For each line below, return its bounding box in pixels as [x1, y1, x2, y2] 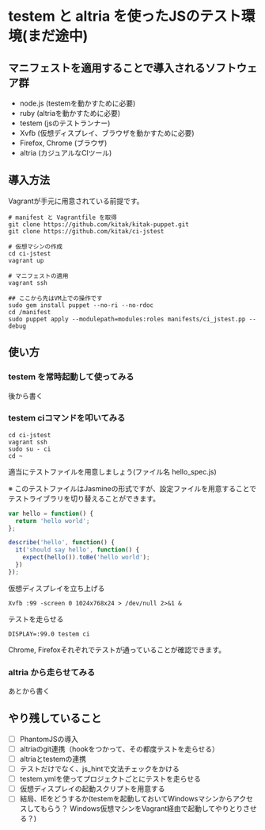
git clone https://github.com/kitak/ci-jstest [8, 227, 165, 235]
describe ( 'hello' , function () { [8, 539, 115, 547]
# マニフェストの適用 [8, 271, 69, 280]
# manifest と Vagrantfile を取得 [8, 213, 117, 221]
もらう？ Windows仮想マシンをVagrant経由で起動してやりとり [40, 804, 244, 813]
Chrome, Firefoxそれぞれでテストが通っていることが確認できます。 [8, 644, 226, 655]
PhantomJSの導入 [19, 734, 79, 744]
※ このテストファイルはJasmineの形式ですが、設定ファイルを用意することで [8, 483, 257, 493]
